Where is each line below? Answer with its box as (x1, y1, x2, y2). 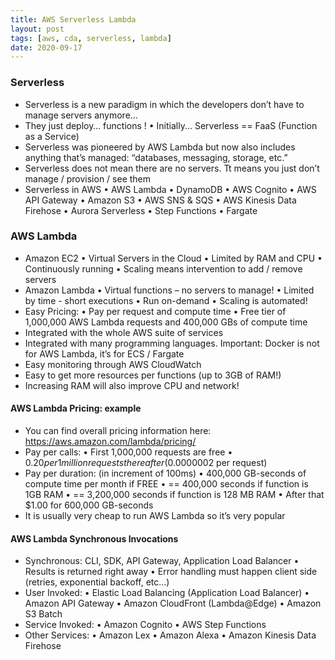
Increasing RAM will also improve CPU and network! (24, 379, 240, 391)
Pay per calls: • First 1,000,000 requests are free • (24, 446, 233, 458)
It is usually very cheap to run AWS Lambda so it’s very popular (24, 510, 286, 522)
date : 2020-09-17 (10, 42, 83, 53)
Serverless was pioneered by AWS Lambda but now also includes (24, 141, 296, 153)
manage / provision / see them (24, 172, 152, 185)
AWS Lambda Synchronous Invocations (10, 532, 179, 545)
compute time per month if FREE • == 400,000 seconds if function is (24, 478, 309, 490)
